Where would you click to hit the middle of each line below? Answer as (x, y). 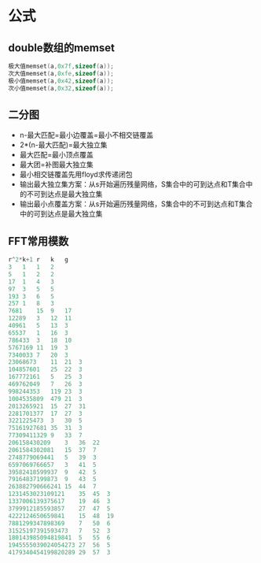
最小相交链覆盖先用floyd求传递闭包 (76, 175)
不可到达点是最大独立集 (64, 194)
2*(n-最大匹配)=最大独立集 (63, 145)
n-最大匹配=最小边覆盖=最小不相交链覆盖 (86, 135)
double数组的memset (62, 48)
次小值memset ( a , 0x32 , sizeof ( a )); (61, 88)
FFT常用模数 (39, 241)
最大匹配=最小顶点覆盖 (57, 155)
